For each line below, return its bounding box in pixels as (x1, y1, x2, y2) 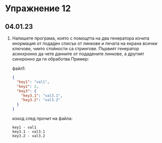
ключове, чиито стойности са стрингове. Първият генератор (12, 46, 140, 51)
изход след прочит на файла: (12, 116, 73, 121)
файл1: (12, 65, 26, 71)
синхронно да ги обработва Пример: (12, 56, 89, 61)
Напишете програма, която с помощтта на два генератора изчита (12, 35, 150, 41)
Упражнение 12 (5, 3, 71, 14)
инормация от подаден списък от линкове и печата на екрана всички (12, 41, 158, 46)
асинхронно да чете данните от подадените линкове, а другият (12, 51, 144, 57)
